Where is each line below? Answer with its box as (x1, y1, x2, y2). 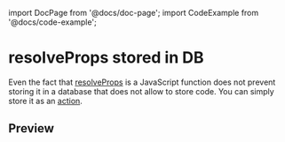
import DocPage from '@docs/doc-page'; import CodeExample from (8, 8, 259, 18)
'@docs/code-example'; (8, 17, 97, 27)
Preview (8, 121, 55, 136)
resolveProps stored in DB (8, 48, 204, 68)
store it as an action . (8, 95, 83, 106)
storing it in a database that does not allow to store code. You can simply (8, 86, 274, 96)
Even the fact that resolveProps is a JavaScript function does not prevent (8, 77, 276, 87)
